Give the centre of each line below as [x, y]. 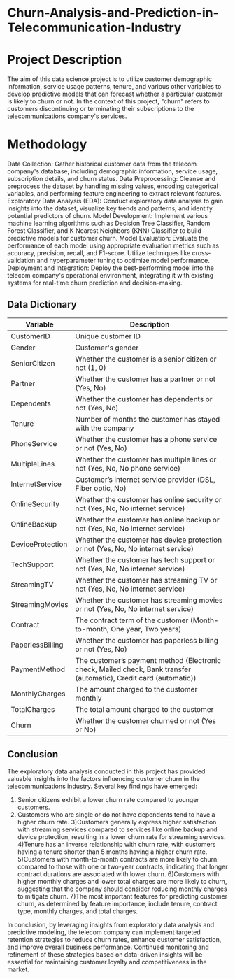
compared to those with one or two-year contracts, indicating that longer [122, 866]
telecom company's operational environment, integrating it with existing [111, 276]
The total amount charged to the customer [144, 709]
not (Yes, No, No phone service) [128, 468]
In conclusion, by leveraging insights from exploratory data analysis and [111, 924]
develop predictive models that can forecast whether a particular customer [115, 94]
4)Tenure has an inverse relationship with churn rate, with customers [116, 844]
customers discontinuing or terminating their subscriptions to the [101, 109]
